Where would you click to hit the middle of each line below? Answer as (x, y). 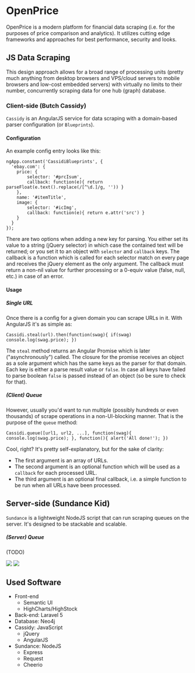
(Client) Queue (24, 395)
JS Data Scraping (38, 58)
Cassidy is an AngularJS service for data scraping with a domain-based (92, 119)
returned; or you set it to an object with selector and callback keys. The (93, 251)
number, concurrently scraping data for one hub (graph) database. (86, 90)
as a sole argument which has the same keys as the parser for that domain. (96, 363)
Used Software (34, 582)
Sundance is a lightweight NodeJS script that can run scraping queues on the (98, 517)
